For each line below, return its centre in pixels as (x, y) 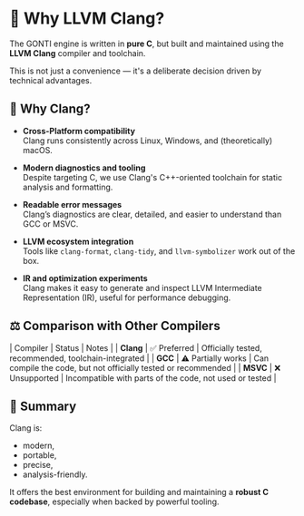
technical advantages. (51, 80)
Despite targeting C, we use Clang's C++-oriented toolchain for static (152, 177)
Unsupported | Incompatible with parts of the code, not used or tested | (143, 378)
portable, (39, 455)
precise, (38, 465)
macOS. (37, 150)
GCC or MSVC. (50, 224)
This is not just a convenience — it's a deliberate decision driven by (135, 71)
